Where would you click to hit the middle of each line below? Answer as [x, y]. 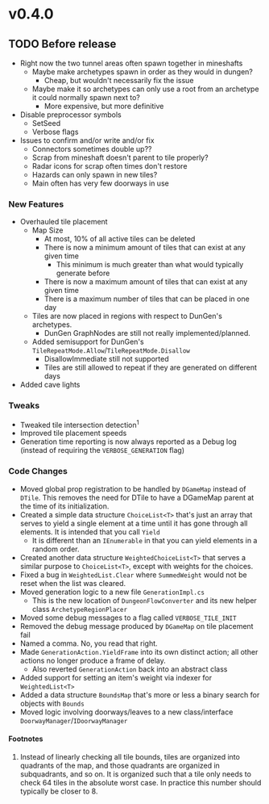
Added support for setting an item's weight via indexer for [116, 677]
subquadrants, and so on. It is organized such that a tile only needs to [136, 774]
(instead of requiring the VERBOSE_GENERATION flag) [102, 450]
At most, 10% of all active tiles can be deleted [120, 239]
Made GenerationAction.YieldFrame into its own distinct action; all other [139, 651]
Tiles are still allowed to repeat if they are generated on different [151, 367]
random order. [56, 549]
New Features [36, 204]
